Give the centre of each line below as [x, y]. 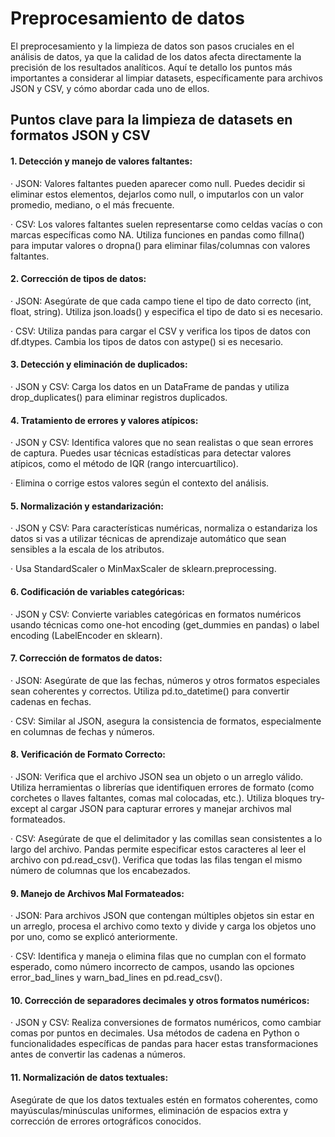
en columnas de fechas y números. [82, 731]
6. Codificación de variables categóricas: [97, 591]
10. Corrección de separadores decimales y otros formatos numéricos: [160, 1000]
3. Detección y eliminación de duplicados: [99, 364]
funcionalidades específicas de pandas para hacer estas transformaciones [164, 1044]
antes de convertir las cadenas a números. [98, 1054]
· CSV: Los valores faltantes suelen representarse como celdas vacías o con [166, 224]
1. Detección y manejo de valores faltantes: [101, 161]
